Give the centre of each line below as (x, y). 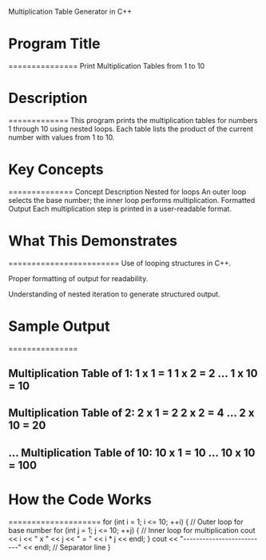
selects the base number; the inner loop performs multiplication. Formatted (132, 200)
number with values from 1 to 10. (62, 137)
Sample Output (59, 326)
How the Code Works (80, 500)
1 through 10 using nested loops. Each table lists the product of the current (131, 129)
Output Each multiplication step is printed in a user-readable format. (120, 209)
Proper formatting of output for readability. (78, 278)
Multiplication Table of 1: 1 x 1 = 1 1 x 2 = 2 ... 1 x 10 (133, 373)
